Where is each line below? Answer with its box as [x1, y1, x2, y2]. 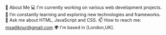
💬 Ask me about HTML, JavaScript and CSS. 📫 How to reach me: [5, 17, 141, 23]
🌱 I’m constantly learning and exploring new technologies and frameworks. [5, 12, 161, 17]
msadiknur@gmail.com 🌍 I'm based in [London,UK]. [5, 25, 115, 30]
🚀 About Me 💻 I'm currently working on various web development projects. [5, 4, 162, 10]
